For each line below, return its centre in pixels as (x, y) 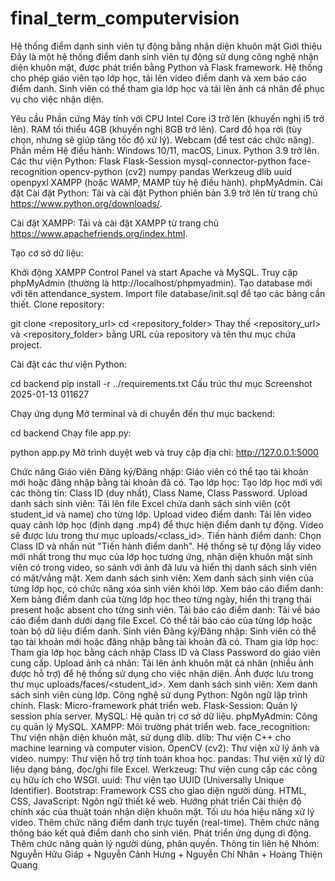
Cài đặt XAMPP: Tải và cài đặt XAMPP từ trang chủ (115, 223)
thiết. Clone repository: (57, 304)
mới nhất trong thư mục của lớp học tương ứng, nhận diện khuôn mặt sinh (161, 556)
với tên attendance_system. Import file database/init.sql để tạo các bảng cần (168, 293)
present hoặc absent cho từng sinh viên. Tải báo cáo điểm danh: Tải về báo (165, 609)
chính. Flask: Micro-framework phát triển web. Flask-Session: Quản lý (154, 705)
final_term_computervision (125, 18)
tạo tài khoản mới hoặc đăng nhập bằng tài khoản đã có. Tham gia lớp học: (164, 641)
